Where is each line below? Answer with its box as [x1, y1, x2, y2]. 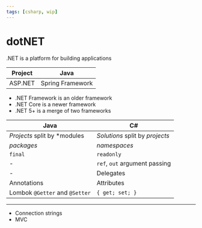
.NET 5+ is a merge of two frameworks [14, 107, 111, 114]
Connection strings [14, 209, 63, 217]
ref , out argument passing [96, 159, 171, 167]
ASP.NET [9, 79, 35, 87]
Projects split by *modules [9, 131, 84, 140]
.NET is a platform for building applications [6, 55, 112, 62]
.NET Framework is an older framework [14, 94, 112, 101]
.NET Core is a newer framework [14, 100, 96, 108]
